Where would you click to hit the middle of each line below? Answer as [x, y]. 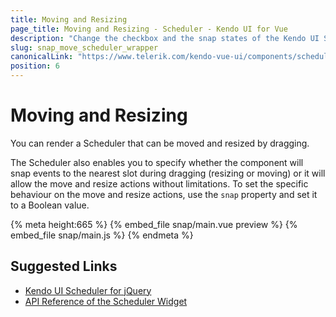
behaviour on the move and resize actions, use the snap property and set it [164, 194]
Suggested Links [64, 266]
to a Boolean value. [50, 205]
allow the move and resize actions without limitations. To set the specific [159, 183]
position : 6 [35, 66]
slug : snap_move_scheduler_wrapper [84, 47]
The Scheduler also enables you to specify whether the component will [157, 162]
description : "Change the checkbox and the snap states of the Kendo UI [165, 38]
